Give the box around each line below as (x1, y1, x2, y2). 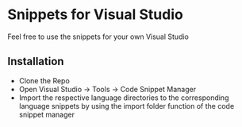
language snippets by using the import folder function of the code (18, 101, 235, 110)
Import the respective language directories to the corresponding (18, 93, 229, 102)
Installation (7, 55, 64, 68)
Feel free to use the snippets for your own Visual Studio (7, 32, 190, 41)
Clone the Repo (18, 75, 71, 85)
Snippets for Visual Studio (7, 6, 183, 24)
